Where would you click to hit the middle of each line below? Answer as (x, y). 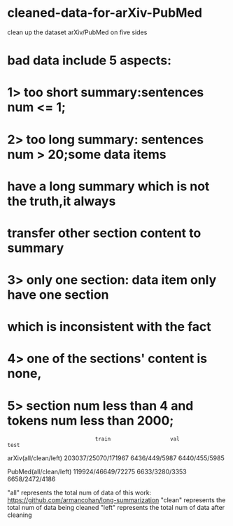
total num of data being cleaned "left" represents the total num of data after (116, 508)
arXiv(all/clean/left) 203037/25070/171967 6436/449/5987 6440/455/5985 (116, 458)
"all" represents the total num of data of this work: (79, 493)
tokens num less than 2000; (91, 420)
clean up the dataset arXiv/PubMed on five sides (77, 32)
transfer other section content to (104, 233)
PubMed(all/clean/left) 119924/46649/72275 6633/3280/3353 (97, 472)
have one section (58, 295)
